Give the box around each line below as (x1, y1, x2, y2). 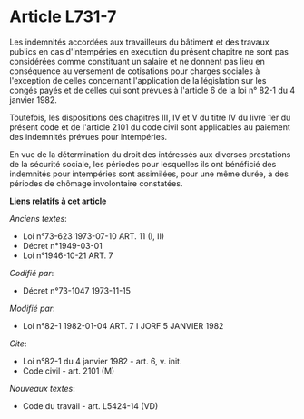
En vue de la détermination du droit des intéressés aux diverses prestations (9, 148, 291, 160)
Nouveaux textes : (9, 383, 75, 394)
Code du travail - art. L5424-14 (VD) (22, 400, 159, 411)
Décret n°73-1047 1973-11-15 (22, 284, 132, 296)
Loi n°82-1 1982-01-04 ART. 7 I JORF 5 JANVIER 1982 (22, 320, 224, 331)
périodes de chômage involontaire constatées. (9, 177, 183, 188)
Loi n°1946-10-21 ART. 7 (22, 250, 113, 261)
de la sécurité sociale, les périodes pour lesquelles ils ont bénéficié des (9, 158, 277, 169)
